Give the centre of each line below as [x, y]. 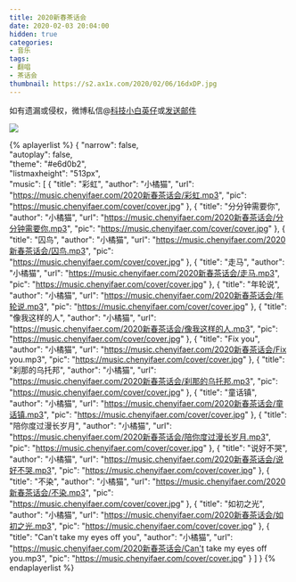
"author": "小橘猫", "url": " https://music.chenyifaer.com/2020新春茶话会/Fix [148, 349]
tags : [19, 59]
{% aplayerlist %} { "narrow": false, [74, 144]
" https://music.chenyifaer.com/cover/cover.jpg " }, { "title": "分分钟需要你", [145, 206]
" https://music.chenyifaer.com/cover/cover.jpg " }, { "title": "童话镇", [133, 392]
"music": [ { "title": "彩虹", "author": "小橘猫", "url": [102, 184]
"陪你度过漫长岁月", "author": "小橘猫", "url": [90, 425]
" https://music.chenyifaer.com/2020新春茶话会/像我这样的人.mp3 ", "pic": [144, 328]
